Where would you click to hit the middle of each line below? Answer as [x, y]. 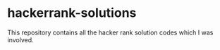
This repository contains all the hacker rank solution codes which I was [110, 32]
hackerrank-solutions [72, 13]
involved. [20, 39]
